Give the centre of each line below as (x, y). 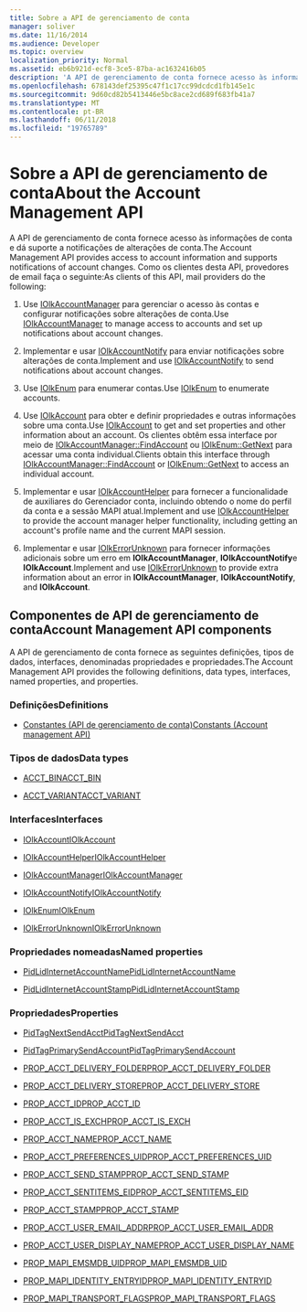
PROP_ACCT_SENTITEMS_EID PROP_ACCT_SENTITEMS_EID (136, 1192)
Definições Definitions (59, 705)
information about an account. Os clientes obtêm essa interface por (150, 434)
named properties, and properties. (74, 681)
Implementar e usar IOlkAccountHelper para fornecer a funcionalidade (155, 491)
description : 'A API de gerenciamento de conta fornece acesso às (138, 78)
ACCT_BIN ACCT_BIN (62, 778)
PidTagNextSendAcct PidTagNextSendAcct (103, 1033)
